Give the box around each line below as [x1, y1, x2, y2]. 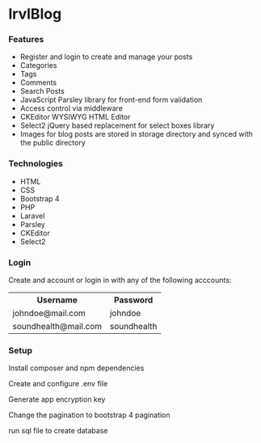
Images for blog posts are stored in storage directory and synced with [19, 129, 253, 139]
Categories [19, 61, 57, 70]
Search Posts [19, 86, 65, 96]
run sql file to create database [8, 426, 108, 436]
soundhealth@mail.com [12, 321, 103, 332]
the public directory [19, 138, 86, 148]
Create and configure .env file [8, 379, 108, 389]
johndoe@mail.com [12, 308, 86, 319]
